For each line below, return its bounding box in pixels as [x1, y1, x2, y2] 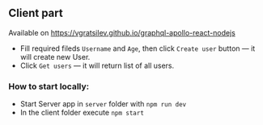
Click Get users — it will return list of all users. [19, 60, 175, 70]
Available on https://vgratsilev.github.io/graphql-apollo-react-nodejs [8, 27, 236, 37]
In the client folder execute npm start [19, 108, 144, 118]
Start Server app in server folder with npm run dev [19, 99, 187, 109]
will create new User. [19, 52, 91, 61]
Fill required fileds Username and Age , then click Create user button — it [19, 44, 256, 53]
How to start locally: [8, 81, 90, 92]
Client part [8, 6, 63, 20]
